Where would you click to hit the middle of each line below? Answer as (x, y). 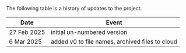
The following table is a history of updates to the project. (74, 8)
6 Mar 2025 (25, 41)
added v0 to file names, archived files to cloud (114, 41)
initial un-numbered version (89, 32)
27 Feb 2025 (27, 32)
